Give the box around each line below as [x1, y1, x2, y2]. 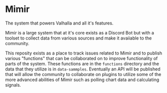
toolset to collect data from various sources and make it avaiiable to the [5, 35, 152, 41]
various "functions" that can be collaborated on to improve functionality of [5, 55, 158, 61]
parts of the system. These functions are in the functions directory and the [5, 60, 160, 66]
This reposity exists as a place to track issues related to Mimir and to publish [5, 50, 163, 56]
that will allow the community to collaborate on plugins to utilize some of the [5, 71, 162, 77]
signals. [5, 81, 21, 88]
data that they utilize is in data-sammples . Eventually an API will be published [5, 66, 161, 72]
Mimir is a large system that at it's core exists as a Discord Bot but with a [5, 29, 155, 35]
